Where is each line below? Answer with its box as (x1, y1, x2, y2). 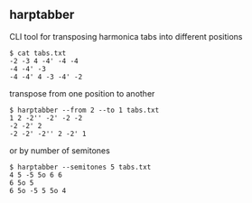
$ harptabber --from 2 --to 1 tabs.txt (9, 106, 160, 115)
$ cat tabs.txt (9, 49, 67, 58)
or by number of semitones (9, 144, 110, 156)
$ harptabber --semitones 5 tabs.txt (9, 162, 152, 171)
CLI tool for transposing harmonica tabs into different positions (9, 31, 243, 42)
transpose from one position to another (9, 88, 155, 98)
